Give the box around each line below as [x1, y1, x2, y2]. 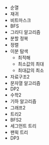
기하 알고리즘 [10, 99, 37, 104]
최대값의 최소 [17, 67, 44, 73]
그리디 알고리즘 [10, 29, 41, 35]
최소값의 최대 [17, 61, 44, 67]
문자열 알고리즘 [10, 80, 41, 86]
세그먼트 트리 [10, 123, 37, 129]
